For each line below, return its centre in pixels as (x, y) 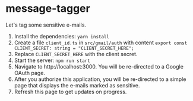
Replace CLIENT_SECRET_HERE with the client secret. (76, 54)
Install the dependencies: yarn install (61, 36)
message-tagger (48, 9)
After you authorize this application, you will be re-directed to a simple (100, 79)
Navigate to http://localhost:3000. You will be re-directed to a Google (99, 66)
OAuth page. (30, 73)
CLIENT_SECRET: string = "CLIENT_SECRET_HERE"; (74, 48)
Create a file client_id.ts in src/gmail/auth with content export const (101, 43)
